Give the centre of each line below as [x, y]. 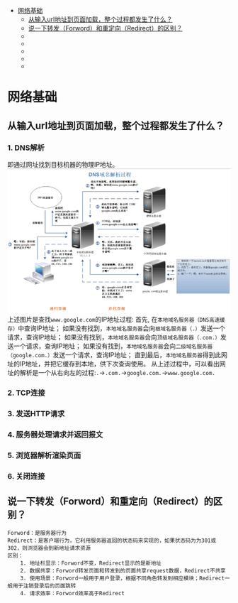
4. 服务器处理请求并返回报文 [55, 434]
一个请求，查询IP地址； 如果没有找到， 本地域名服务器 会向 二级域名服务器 [113, 346]
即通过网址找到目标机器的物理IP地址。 [63, 164]
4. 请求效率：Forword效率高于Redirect [73, 593]
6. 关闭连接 [26, 476]
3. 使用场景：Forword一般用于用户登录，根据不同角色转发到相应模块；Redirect [123, 578]
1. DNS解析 [26, 148]
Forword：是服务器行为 [37, 533]
